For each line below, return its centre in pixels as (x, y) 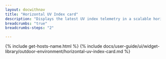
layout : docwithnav (25, 10)
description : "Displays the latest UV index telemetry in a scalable (78, 19)
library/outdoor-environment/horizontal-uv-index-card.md (64, 52)
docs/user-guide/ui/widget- (131, 46)
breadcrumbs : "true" (26, 23)
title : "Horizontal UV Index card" (42, 14)
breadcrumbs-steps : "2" (30, 28)
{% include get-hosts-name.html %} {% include (54, 46)
